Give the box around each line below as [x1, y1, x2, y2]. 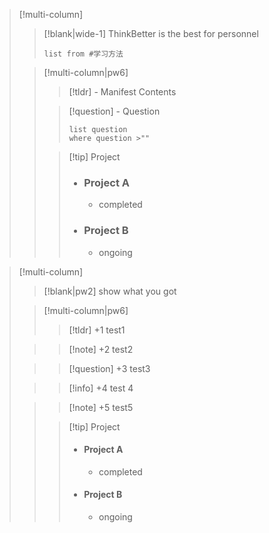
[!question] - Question [68, 105, 161, 117]
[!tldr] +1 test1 [68, 324, 126, 336]
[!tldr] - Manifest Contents [68, 86, 177, 98]
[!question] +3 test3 [68, 362, 151, 374]
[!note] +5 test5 [68, 401, 134, 413]
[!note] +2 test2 [68, 343, 134, 355]
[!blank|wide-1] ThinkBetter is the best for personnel [43, 28, 259, 39]
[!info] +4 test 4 [68, 382, 134, 394]
